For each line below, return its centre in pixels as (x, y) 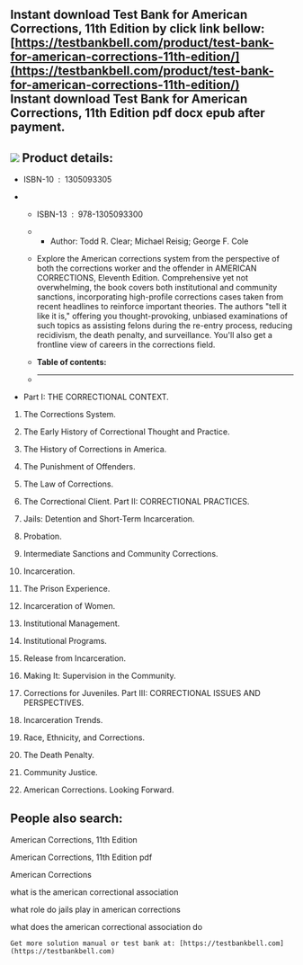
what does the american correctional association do (107, 927)
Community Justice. (60, 773)
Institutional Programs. (65, 641)
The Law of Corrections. (68, 484)
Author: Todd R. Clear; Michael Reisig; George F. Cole (149, 241)
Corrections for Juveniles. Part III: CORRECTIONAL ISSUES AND (142, 693)
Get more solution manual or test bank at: (93, 943)
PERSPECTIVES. (53, 703)
